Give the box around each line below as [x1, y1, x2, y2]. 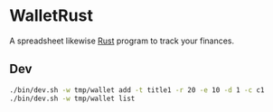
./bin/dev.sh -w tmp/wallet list [9, 94, 136, 103]
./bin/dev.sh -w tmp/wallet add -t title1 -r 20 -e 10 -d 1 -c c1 [9, 85, 265, 95]
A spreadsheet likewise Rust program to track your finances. [9, 35, 235, 46]
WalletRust [9, 5, 93, 26]
